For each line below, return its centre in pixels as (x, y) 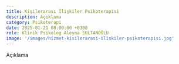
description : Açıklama (34, 17)
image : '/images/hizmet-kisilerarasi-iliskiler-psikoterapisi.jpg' (90, 38)
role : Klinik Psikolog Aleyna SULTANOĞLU (58, 33)
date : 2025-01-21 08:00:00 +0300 (47, 28)
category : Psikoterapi (34, 22)
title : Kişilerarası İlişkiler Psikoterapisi (63, 11)
